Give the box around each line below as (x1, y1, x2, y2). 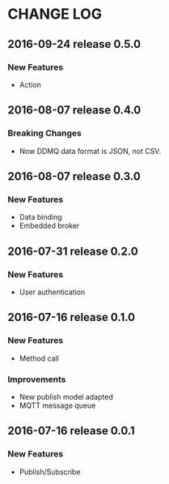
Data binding (19, 212, 62, 222)
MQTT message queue (19, 400, 96, 410)
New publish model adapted (19, 392, 114, 401)
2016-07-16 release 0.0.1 (7, 424, 135, 438)
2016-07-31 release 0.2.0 (7, 244, 138, 258)
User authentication (19, 287, 86, 297)
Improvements (7, 374, 66, 385)
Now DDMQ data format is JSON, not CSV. (19, 146, 162, 156)
